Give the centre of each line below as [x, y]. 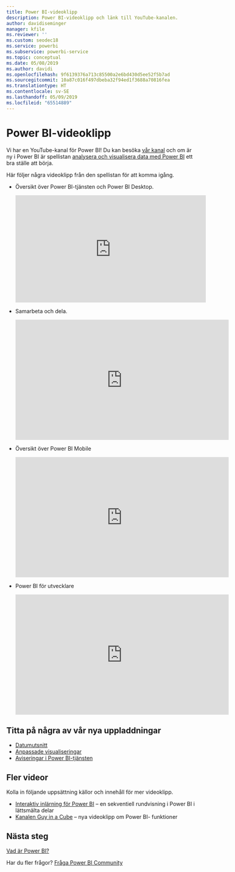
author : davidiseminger [37, 23]
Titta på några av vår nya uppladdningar [84, 730]
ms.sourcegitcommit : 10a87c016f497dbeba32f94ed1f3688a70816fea [88, 80]
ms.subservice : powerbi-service [47, 52]
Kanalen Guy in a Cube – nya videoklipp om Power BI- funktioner [96, 817]
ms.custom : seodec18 [33, 40]
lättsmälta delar [34, 810]
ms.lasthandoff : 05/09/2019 [42, 97]
